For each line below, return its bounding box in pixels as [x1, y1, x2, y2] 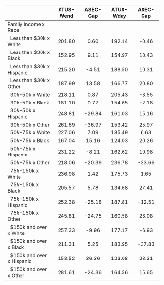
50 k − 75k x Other [10, 159, 50, 166]
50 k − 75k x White [10, 130, 50, 136]
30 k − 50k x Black [10, 99, 50, 106]
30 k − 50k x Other [10, 121, 50, 128]
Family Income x [7, 21, 45, 27]
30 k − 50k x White [10, 91, 50, 98]
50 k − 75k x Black [10, 137, 50, 144]
